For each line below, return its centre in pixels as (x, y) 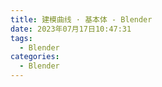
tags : (21, 38)
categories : (35, 57)
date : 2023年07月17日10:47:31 (71, 29)
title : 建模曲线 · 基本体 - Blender (81, 19)
